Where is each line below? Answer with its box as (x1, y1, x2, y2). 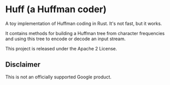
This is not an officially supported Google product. (5, 74, 112, 80)
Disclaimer (5, 60, 41, 69)
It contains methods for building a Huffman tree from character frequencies (5, 30, 165, 36)
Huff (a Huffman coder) (5, 4, 107, 15)
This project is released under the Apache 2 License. (5, 45, 117, 51)
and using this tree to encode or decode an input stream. (5, 36, 126, 42)
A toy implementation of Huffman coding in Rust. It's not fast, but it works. (5, 20, 162, 26)
